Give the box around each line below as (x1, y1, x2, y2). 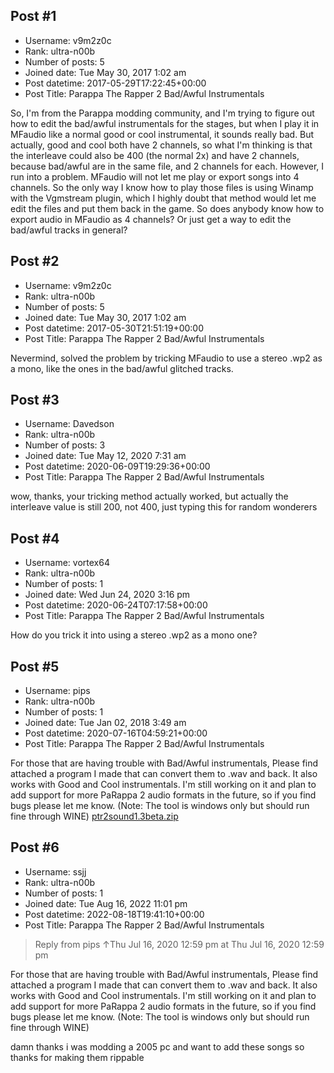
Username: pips (24, 685, 91, 697)
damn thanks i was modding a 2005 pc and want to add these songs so (10, 1040, 305, 1053)
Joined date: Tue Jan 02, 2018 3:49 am (24, 717, 187, 729)
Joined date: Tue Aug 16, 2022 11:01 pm (24, 897, 188, 909)
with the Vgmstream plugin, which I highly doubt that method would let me (10, 192, 317, 204)
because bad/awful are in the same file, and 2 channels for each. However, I (10, 160, 325, 172)
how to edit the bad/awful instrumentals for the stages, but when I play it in (10, 117, 320, 129)
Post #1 (10, 8, 57, 25)
